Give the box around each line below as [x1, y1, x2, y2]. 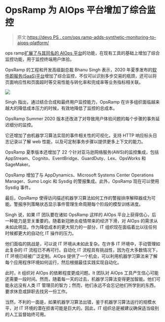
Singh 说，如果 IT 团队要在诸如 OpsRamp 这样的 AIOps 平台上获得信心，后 [5, 212, 157, 217]
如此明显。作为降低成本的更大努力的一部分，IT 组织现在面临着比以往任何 [9, 224, 157, 230]
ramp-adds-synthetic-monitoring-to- [81, 34, 157, 40]
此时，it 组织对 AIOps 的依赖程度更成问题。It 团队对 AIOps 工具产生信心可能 [5, 269, 159, 275]
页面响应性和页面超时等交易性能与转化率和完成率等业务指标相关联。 [5, 79, 143, 85]
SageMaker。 [5, 161, 33, 167]
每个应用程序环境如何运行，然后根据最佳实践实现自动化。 [5, 259, 122, 265]
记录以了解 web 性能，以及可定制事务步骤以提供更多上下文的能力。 [9, 138, 146, 144]
